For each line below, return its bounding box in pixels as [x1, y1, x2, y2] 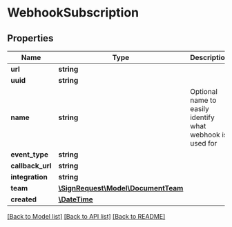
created [10, 195, 37, 204]
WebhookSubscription [7, 5, 139, 21]
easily [189, 104, 209, 113]
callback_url [10, 161, 52, 170]
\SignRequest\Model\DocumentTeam [58, 184, 184, 193]
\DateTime [58, 195, 93, 204]
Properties [7, 32, 54, 44]
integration [10, 172, 48, 181]
